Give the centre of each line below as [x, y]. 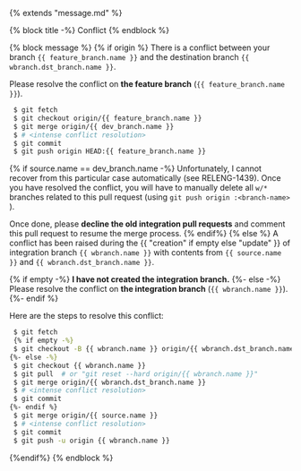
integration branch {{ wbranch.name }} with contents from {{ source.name [146, 253]
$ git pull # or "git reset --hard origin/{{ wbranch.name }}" [135, 374]
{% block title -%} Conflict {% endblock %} [90, 30]
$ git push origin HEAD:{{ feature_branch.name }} [109, 151]
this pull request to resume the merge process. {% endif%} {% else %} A [144, 234]
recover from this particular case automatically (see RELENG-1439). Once [145, 178]
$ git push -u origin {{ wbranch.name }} [91, 441]
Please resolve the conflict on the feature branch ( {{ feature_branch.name [147, 84]
